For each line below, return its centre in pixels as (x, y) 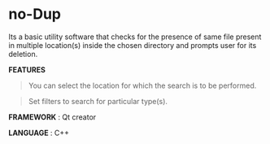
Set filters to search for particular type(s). (98, 101)
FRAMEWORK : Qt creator (52, 117)
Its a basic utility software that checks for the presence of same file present (135, 37)
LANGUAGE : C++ (39, 133)
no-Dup (35, 14)
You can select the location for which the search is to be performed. (142, 85)
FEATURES (27, 69)
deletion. (23, 54)
